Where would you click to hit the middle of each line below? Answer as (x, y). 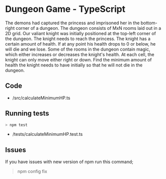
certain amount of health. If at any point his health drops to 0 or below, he (80, 44)
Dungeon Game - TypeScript (65, 9)
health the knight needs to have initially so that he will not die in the (74, 65)
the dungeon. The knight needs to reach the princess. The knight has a (78, 39)
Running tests (27, 113)
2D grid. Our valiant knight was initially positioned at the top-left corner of (81, 33)
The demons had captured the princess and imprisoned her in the (73, 23)
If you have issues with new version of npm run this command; (69, 162)
